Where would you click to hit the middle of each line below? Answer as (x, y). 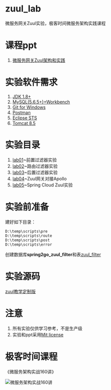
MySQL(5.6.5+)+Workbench (41, 102)
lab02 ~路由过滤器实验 (35, 166)
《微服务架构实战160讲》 (31, 371)
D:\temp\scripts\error (29, 244)
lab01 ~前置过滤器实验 (35, 160)
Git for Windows (29, 107)
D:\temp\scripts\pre (27, 231)
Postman (21, 112)
